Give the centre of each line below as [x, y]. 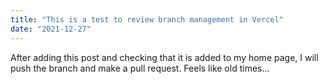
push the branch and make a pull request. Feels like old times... [140, 68]
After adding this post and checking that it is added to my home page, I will [164, 57]
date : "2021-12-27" [51, 29]
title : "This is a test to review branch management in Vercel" [147, 19]
